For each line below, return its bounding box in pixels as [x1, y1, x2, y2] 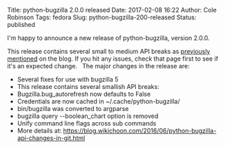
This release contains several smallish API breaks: [17, 83, 160, 90]
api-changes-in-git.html [17, 134, 86, 142]
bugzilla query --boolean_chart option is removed [17, 112, 159, 120]
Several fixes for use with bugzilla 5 [17, 75, 119, 83]
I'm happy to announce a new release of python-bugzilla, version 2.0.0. [7, 34, 211, 42]
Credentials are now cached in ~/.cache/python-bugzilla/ [17, 97, 180, 106]
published [7, 21, 36, 28]
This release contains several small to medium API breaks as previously [7, 48, 211, 55]
